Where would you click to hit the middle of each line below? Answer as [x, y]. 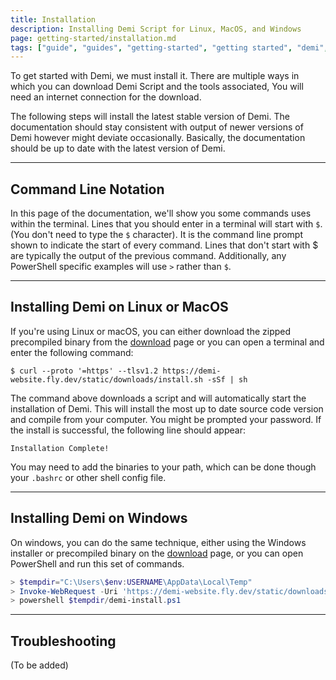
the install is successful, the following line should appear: [128, 430]
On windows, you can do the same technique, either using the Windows [158, 542]
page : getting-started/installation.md [93, 38]
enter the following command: [72, 352]
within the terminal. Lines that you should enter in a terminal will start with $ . [166, 224]
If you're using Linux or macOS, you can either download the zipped [151, 331]
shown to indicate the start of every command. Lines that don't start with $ [164, 245]
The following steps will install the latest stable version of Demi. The [150, 117]
